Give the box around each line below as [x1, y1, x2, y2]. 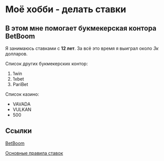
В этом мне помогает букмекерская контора [5, 24, 157, 33]
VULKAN [12, 106, 32, 113]
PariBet [12, 82, 29, 87]
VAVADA [12, 101, 31, 107]
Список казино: [5, 91, 39, 97]
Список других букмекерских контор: [5, 61, 88, 67]
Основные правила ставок [5, 150, 64, 156]
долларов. [5, 51, 28, 57]
